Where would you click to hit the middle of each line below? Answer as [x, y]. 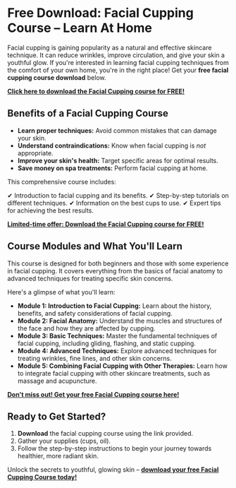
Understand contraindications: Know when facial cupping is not [112, 145]
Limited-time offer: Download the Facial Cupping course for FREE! [106, 224]
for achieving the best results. [50, 210]
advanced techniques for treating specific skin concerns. [90, 278]
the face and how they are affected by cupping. [87, 328]
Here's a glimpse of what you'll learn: [61, 292]
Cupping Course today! [42, 477]
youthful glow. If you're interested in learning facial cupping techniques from [118, 62]
